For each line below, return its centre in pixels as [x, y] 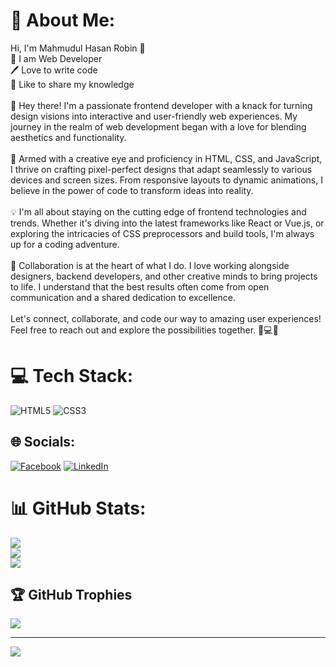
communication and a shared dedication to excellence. [123, 297]
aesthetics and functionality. [68, 137]
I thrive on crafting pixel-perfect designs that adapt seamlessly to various [161, 169]
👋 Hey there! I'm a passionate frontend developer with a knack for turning [161, 105]
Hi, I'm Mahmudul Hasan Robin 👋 [78, 48]
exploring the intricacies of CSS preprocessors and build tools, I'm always [162, 233]
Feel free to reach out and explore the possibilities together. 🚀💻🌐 [144, 330]
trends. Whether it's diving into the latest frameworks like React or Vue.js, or [167, 223]
